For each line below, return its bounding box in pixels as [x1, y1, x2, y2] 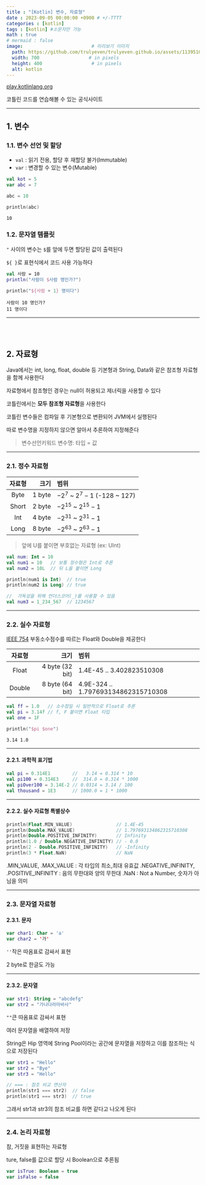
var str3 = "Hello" [6, 1071, 56, 1077]
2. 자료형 [6, 348, 39, 359]
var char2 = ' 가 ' [6, 936, 50, 942]
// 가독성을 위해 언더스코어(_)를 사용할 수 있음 [6, 593, 115, 600]
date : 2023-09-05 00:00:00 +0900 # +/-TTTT [6, 15, 122, 21]
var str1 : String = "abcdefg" [6, 996, 84, 1002]
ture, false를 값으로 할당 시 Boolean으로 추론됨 [6, 1156, 120, 1163]
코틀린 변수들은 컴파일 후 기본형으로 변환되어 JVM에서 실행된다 [6, 413, 158, 421]
